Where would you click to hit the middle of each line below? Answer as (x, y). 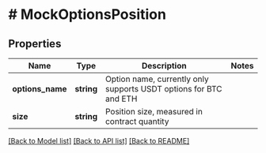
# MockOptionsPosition (87, 15)
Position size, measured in (154, 112)
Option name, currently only (157, 79)
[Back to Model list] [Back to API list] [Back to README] (99, 141)
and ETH (122, 99)
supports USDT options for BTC (164, 89)
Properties (35, 44)
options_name (40, 89)
